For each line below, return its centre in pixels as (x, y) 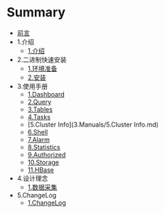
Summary (36, 12)
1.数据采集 (42, 187)
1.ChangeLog (47, 203)
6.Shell (38, 132)
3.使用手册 (32, 86)
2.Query (39, 102)
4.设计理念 (32, 178)
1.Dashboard (46, 94)
